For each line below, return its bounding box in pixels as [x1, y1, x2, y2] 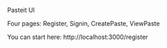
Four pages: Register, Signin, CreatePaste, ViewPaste [7, 19, 160, 27]
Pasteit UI [7, 6, 35, 14]
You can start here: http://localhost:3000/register [7, 33, 148, 41]
